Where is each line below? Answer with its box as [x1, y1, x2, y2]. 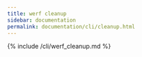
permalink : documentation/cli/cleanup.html [7, 23, 136, 30]
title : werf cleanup [7, 10, 68, 17]
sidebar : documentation [7, 17, 77, 24]
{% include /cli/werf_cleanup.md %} [7, 42, 111, 51]
